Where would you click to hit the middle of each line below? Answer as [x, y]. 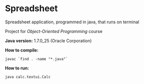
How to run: [17, 68]
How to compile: [22, 50]
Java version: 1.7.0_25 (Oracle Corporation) [48, 41]
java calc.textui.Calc [28, 77]
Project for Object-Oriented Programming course [54, 31]
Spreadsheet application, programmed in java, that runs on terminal [72, 22]
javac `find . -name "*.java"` [36, 59]
